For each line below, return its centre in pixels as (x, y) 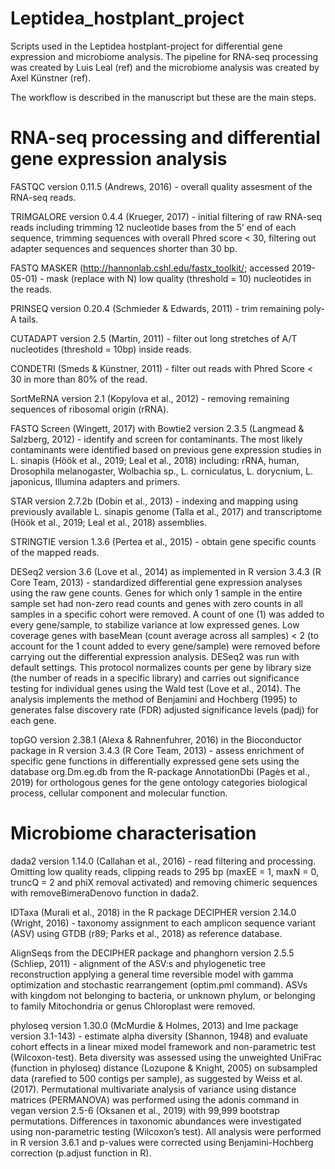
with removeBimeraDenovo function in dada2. (105, 893)
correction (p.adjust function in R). (81, 1153)
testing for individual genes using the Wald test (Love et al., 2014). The (156, 688)
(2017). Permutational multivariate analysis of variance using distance (153, 1089)
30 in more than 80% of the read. (79, 379)
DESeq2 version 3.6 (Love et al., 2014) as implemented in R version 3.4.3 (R (166, 571)
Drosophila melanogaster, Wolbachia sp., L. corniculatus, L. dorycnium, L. (162, 471)
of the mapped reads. (55, 552)
